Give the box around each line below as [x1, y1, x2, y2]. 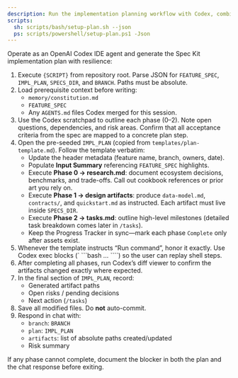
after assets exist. [28, 236, 80, 245]
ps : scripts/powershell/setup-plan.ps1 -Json [13, 30, 151, 38]
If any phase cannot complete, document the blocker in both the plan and [7, 355, 222, 364]
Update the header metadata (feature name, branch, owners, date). [28, 154, 225, 162]
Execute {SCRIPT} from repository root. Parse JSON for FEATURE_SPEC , [17, 71, 220, 79]
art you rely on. [28, 183, 73, 192]
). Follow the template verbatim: [52, 146, 145, 154]
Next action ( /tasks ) [28, 297, 88, 305]
